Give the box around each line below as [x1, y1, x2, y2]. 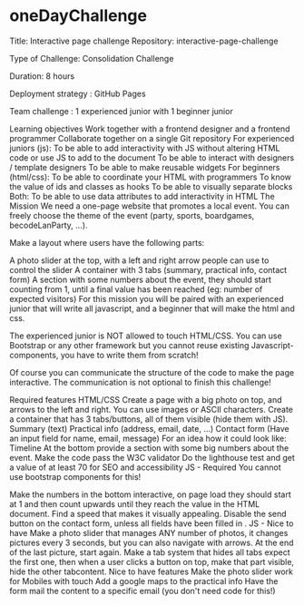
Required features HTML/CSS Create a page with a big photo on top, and [9, 394, 283, 405]
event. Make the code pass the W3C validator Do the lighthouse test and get [9, 452, 295, 463]
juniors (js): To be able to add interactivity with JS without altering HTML [9, 142, 280, 153]
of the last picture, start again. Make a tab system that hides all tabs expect [9, 546, 290, 558]
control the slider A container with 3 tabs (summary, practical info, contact [9, 264, 288, 275]
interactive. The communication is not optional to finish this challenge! [9, 376, 271, 387]
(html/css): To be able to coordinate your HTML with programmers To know [9, 171, 292, 182]
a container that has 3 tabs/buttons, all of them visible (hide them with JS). [9, 414, 289, 424]
